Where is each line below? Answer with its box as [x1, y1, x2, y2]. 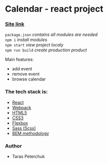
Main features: [5, 57, 34, 63]
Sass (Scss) [12, 125, 36, 131]
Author [5, 142, 22, 149]
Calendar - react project [5, 3, 104, 15]
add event [12, 66, 32, 72]
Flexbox [12, 120, 28, 126]
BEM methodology [12, 130, 49, 136]
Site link [5, 21, 25, 28]
